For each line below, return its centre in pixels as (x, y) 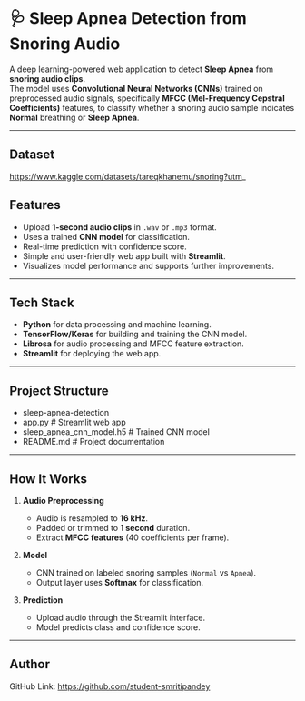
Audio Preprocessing (63, 501)
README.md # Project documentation (93, 442)
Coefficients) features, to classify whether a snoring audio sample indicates (152, 107)
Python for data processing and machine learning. (117, 325)
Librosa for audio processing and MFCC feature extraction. (133, 344)
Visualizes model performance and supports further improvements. (148, 265)
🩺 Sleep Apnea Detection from (128, 19)
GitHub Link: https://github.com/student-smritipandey (110, 686)
